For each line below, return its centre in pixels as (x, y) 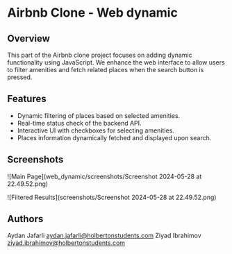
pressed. (20, 77)
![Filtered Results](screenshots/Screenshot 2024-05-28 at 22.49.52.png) (112, 197)
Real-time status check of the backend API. (79, 123)
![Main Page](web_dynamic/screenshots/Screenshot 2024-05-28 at (105, 176)
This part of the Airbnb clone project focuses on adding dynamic (100, 55)
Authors (25, 219)
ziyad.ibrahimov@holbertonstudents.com (66, 243)
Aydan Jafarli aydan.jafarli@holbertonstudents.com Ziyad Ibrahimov (104, 236)
